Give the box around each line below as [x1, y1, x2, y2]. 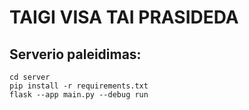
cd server [9, 72, 51, 82]
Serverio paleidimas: [9, 46, 142, 63]
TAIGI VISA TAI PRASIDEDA [9, 6, 239, 29]
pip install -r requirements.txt [9, 81, 149, 91]
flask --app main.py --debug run [9, 90, 149, 100]
